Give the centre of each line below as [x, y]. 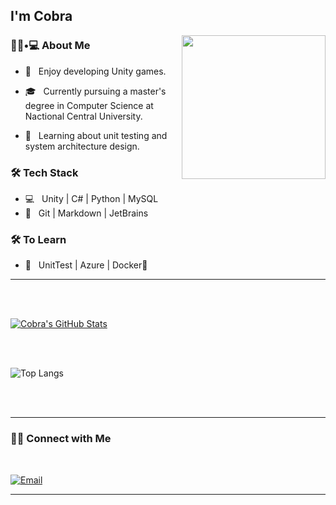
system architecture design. [82, 146]
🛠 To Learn [38, 239]
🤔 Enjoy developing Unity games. [95, 71]
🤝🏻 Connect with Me [61, 439]
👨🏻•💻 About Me [50, 46]
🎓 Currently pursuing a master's [95, 91]
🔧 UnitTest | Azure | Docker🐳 [86, 265]
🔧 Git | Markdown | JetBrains [86, 213]
